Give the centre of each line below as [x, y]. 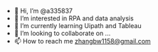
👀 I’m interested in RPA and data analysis [74, 18]
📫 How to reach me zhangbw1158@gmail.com [82, 41]
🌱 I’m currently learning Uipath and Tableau [78, 26]
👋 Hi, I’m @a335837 [43, 11]
